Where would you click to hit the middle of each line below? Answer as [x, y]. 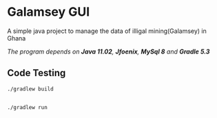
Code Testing [37, 73]
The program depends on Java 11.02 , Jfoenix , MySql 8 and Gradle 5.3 [108, 51]
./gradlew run [28, 108]
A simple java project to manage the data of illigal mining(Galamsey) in [107, 31]
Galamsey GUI [49, 12]
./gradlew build [30, 89]
